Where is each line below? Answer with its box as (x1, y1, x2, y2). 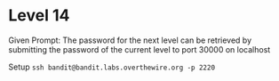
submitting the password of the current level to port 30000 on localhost (8, 44, 271, 54)
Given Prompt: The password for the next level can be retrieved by (8, 35, 252, 45)
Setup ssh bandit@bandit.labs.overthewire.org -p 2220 (8, 61, 215, 72)
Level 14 (8, 5, 70, 26)
